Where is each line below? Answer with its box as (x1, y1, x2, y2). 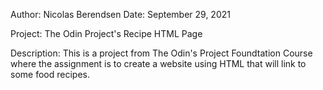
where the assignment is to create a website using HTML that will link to (10, 58, 307, 69)
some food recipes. (10, 69, 90, 80)
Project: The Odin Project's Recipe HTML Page (10, 28, 203, 39)
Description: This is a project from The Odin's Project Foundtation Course (10, 47, 313, 59)
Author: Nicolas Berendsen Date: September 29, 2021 (10, 9, 231, 20)
